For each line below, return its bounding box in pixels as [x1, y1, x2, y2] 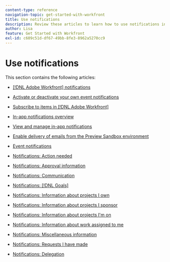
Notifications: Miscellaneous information [12, 231, 97, 237]
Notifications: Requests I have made [12, 241, 88, 247]
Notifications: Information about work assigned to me [12, 221, 124, 228]
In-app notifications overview [12, 114, 74, 120]
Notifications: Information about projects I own [12, 192, 110, 198]
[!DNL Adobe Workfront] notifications [12, 84, 91, 90]
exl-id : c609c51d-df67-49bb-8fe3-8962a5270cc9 [5, 36, 105, 41]
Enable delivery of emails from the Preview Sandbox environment [12, 133, 149, 139]
